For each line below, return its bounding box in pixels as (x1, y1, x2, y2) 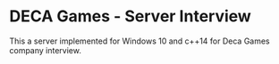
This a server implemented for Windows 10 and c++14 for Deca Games (9, 36, 270, 46)
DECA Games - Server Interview (9, 6, 252, 27)
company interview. (9, 44, 82, 55)
